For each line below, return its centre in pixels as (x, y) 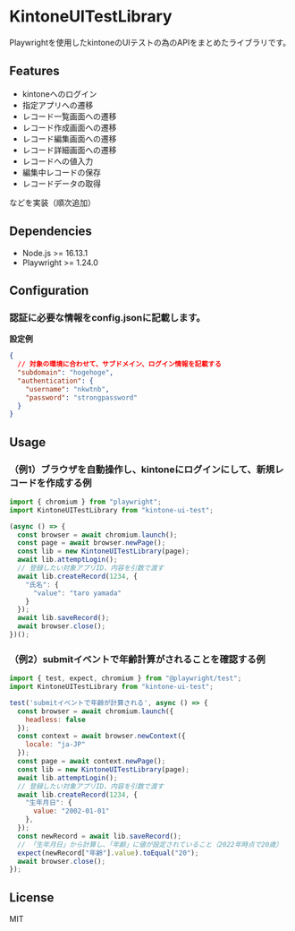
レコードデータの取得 (61, 183)
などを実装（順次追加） (52, 203)
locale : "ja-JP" (56, 745)
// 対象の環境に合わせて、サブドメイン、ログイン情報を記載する (119, 365)
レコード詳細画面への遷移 (69, 150)
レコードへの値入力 (58, 161)
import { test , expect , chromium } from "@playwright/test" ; (126, 678)
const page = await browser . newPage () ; (92, 543)
